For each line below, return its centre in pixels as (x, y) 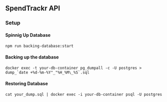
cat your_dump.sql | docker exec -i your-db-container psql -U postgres (84, 94)
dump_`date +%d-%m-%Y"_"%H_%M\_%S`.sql (47, 72)
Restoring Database (27, 84)
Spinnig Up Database (28, 35)
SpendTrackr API (33, 8)
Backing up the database (32, 57)
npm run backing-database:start (39, 46)
